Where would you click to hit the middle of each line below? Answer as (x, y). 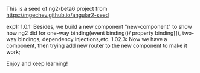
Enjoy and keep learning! (37, 63)
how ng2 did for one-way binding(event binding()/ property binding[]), (94, 33)
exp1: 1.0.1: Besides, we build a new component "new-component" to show (99, 27)
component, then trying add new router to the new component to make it (97, 45)
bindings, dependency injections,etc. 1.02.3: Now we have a (92, 39)
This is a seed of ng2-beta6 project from (57, 9)
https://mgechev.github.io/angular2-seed (58, 15)
